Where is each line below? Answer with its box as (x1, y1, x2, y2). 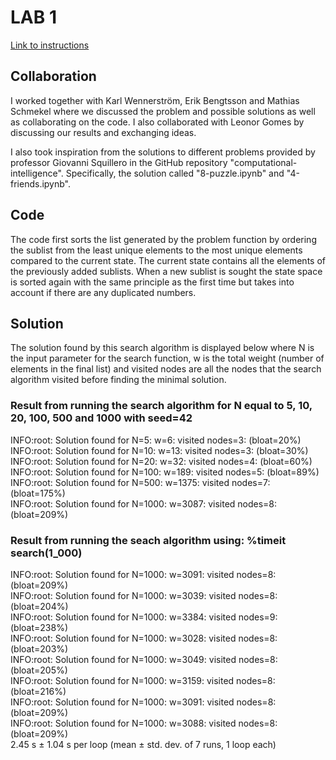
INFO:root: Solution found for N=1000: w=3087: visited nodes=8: (10, 497, 278, 510)
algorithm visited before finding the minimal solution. (10, 374, 227, 386)
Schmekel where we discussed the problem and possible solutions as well (10, 105, 316, 117)
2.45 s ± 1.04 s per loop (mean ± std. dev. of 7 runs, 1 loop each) (10, 738, 277, 750)
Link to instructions (10, 39, 90, 51)
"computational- (229, 156, 298, 168)
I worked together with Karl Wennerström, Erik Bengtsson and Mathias (10, 94, 300, 106)
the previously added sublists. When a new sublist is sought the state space (10, 265, 323, 277)
